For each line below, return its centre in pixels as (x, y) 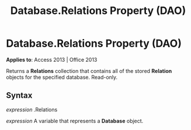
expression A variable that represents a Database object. (75, 121)
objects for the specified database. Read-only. (62, 77)
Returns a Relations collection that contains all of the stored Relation (89, 71)
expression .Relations (32, 110)
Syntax (19, 95)
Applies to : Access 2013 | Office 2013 (52, 59)
